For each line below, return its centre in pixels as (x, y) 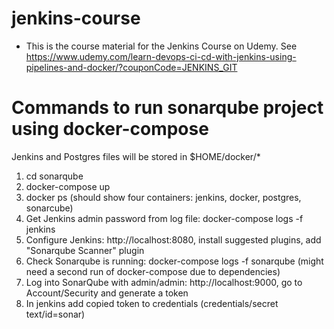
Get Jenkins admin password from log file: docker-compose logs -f (164, 218)
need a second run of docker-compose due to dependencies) (153, 271)
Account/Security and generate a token (107, 293)
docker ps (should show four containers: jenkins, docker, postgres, (163, 197)
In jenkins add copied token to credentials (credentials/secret (152, 303)
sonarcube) (49, 208)
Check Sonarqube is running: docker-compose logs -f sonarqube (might (174, 261)
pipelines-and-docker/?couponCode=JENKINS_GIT (131, 67)
